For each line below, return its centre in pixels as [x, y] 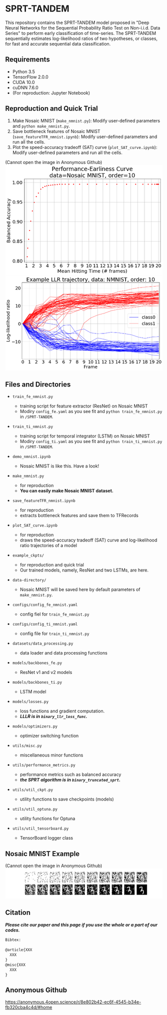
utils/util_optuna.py [35, 809]
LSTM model [33, 692]
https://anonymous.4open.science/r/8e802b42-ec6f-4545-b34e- [73, 1002]
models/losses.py [30, 702]
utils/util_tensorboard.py [40, 829]
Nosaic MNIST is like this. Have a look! [59, 466]
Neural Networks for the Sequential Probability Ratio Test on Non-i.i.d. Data [83, 27]
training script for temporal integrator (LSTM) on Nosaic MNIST [85, 436]
